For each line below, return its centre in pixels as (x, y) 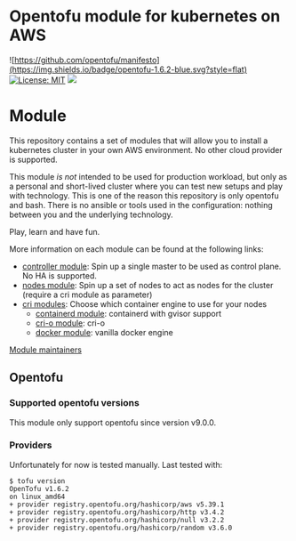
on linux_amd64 (37, 497)
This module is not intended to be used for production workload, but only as (148, 176)
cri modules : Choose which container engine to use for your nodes (144, 303)
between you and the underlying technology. (91, 214)
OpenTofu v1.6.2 (39, 489)
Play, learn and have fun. (55, 231)
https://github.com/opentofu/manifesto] (87, 60)
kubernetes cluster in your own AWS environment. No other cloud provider (146, 149)
